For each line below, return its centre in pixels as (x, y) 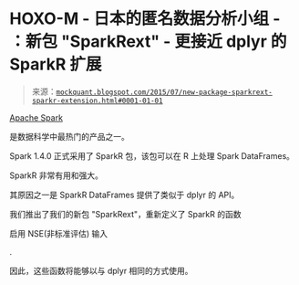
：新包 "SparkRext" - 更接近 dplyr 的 (148, 42)
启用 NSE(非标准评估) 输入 (59, 233)
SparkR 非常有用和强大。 (56, 175)
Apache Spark (36, 117)
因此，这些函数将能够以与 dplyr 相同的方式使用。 (101, 270)
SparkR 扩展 (56, 64)
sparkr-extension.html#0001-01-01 (97, 100)
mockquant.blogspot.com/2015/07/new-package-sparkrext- (165, 92)
